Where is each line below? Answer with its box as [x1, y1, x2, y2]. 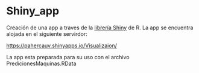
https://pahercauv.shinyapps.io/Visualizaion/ [6, 42, 118, 49]
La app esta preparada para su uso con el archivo [6, 53, 130, 60]
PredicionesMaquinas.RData [6, 60, 77, 67]
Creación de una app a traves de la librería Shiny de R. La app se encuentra [6, 24, 194, 31]
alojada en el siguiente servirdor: [6, 30, 87, 37]
